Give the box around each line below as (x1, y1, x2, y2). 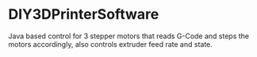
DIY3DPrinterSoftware (8, 5, 159, 23)
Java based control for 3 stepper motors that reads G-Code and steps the (8, 31, 250, 41)
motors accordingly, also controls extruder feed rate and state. (8, 39, 213, 48)
